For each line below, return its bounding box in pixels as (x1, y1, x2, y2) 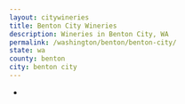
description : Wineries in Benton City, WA (9, 29, 169, 38)
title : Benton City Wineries (9, 21, 117, 30)
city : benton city (9, 63, 77, 72)
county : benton (9, 54, 66, 63)
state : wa (9, 46, 46, 55)
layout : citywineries (9, 12, 90, 22)
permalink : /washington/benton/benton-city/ (9, 37, 177, 47)
